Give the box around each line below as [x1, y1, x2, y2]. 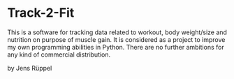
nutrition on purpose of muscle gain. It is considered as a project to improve [7, 35, 226, 43]
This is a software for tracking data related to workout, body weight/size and [7, 28, 227, 36]
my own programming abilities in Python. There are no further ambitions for [7, 43, 225, 51]
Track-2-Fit [7, 5, 75, 21]
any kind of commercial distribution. [7, 50, 111, 59]
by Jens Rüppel [7, 64, 52, 72]
